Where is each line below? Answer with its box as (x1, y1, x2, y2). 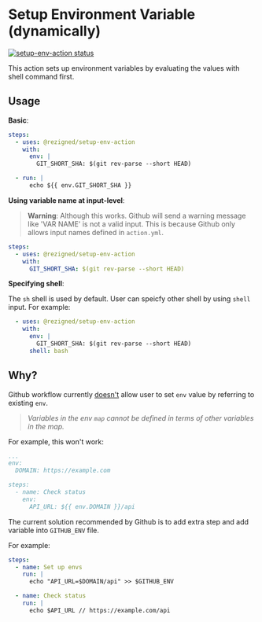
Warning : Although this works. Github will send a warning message (27, 211, 246, 220)
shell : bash (28, 347, 68, 355)
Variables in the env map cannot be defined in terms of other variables (27, 413, 254, 422)
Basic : (8, 116, 29, 125)
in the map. (27, 421, 65, 431)
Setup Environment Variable (8, 6, 195, 24)
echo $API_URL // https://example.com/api (28, 606, 171, 614)
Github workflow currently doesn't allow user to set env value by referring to (8, 389, 255, 399)
